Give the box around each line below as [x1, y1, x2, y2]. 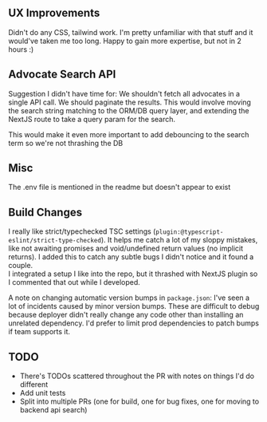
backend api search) [19, 405, 88, 415]
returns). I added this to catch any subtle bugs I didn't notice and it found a [8, 252, 254, 262]
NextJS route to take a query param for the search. [8, 114, 176, 124]
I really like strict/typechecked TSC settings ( [8, 227, 156, 236]
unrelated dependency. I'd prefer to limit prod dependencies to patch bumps [8, 318, 259, 328]
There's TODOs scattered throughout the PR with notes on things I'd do [19, 371, 255, 381]
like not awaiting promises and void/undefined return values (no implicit [8, 243, 244, 254]
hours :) [8, 44, 34, 54]
